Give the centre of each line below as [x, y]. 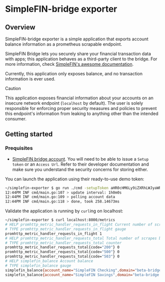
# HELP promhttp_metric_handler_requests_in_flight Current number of [79, 225]
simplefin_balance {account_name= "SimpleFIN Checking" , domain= [70, 270]
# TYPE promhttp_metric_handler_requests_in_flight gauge [66, 229]
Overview [20, 27]
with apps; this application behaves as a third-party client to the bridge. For [81, 59]
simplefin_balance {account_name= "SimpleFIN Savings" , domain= [69, 275]
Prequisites [19, 148]
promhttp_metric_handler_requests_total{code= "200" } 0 [62, 247]
